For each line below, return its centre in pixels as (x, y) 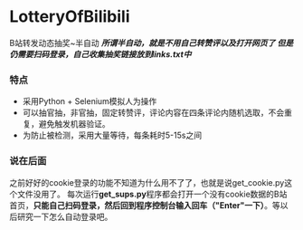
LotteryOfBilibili (70, 17)
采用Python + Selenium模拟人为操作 (90, 101)
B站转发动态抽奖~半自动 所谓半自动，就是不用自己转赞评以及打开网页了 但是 (151, 43)
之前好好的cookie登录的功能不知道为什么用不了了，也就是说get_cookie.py (147, 182)
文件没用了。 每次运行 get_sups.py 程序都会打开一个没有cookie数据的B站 (152, 194)
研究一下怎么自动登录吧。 (65, 216)
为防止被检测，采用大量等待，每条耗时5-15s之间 (112, 135)
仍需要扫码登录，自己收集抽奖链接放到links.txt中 (100, 54)
